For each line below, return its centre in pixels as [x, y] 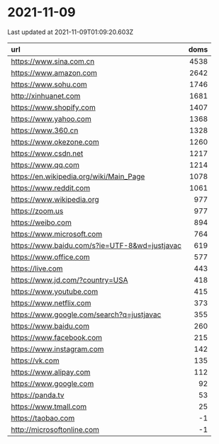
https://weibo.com [41, 222]
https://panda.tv [38, 395]
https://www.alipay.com [51, 372]
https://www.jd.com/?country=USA [69, 280]
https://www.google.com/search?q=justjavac [86, 314]
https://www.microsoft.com [57, 234]
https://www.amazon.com [54, 73]
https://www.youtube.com [55, 291]
